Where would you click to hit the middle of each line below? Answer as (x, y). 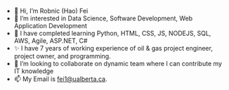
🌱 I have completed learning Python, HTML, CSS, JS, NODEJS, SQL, (112, 33)
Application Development (51, 26)
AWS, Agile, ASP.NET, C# (51, 41)
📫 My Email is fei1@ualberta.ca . (60, 79)
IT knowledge (34, 71)
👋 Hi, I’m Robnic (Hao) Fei (51, 11)
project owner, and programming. (62, 56)
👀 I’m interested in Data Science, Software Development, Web (103, 18)
